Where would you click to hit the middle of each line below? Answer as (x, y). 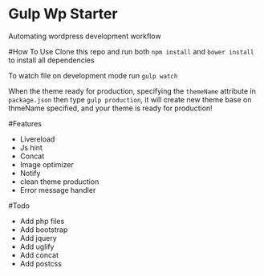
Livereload (37, 139)
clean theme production (59, 182)
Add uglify (37, 246)
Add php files (42, 221)
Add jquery (39, 238)
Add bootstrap (44, 230)
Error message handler (58, 190)
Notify (30, 173)
